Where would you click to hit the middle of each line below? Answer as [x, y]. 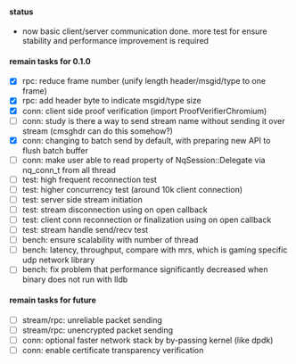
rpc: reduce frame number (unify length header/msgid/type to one [144, 81]
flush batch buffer [55, 150]
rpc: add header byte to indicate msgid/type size [112, 101]
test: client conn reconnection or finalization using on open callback [147, 220]
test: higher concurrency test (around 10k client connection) [132, 189]
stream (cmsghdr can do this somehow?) [98, 131]
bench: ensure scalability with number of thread [110, 240]
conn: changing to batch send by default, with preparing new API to [146, 140]
